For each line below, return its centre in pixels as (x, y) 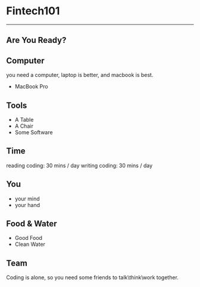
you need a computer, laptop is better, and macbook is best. (80, 75)
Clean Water (30, 244)
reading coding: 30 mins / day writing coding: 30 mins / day (79, 165)
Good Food (29, 238)
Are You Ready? (36, 40)
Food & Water (32, 223)
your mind (27, 199)
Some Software (34, 132)
